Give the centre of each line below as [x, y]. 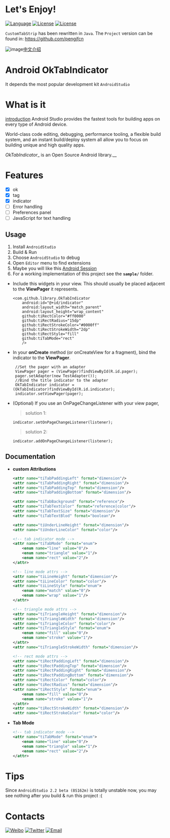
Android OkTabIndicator [57, 70]
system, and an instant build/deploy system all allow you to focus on [77, 139]
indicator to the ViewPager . [42, 358]
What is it [26, 105]
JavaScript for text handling [42, 218]
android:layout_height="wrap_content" [63, 311]
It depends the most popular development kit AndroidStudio [68, 84]
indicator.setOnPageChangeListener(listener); [63, 422]
